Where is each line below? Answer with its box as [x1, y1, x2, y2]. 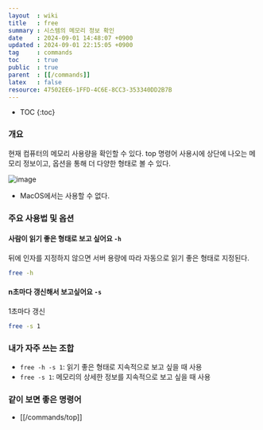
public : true [8, 64, 59, 72]
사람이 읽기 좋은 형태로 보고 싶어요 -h [8, 234, 122, 244]
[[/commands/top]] [19, 412, 83, 422]
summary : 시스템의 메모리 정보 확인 [8, 26, 115, 34]
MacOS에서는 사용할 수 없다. [19, 190, 110, 200]
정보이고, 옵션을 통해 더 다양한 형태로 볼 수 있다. [22, 158, 171, 168]
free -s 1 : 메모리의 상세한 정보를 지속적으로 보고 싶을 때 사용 [19, 372, 211, 382]
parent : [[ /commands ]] [8, 71, 91, 79]
